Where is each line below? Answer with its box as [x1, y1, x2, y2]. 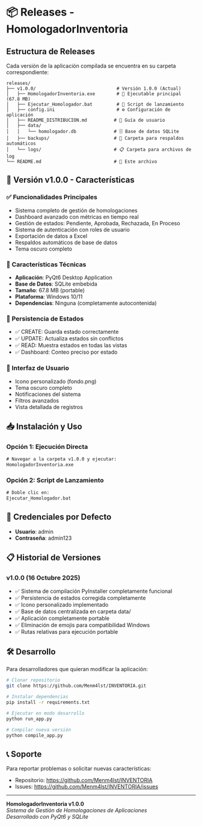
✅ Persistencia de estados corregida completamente [14, 594, 146, 601]
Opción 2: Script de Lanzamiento [6, 476, 104, 484]
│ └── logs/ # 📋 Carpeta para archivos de [6, 146, 192, 152]
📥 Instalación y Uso [6, 421, 82, 431]
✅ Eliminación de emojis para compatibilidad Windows [14, 621, 150, 628]
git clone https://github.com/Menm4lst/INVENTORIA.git [6, 683, 147, 689]
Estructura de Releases [6, 46, 95, 57]
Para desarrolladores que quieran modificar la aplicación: [6, 666, 148, 673]
